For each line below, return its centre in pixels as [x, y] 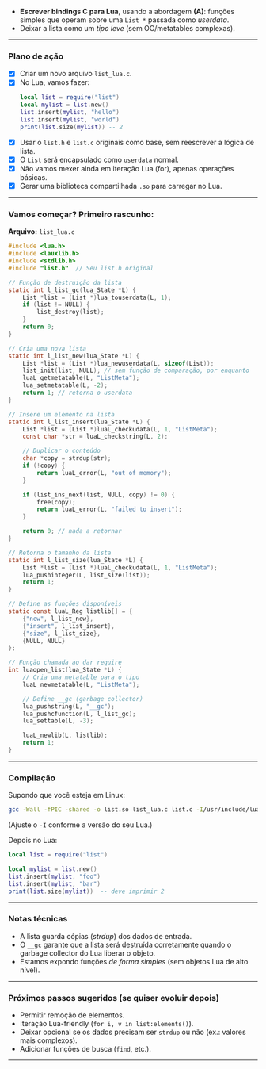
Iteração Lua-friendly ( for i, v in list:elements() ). [106, 1024]
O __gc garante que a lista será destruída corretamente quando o [125, 944]
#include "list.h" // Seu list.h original [81, 268]
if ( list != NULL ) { [56, 305]
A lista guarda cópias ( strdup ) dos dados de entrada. [106, 936]
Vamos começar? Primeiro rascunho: [81, 214]
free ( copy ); [57, 502]
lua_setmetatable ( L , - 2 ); [65, 385]
